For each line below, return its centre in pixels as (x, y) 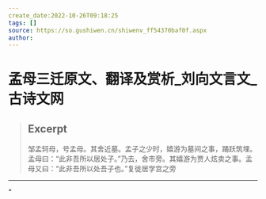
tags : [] (23, 23)
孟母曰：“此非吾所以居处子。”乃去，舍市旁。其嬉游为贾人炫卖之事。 (137, 159)
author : (21, 38)
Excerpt (47, 129)
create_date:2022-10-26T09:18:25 (63, 15)
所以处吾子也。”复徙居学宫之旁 (127, 169)
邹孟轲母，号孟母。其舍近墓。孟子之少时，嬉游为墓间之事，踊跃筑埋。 (142, 149)
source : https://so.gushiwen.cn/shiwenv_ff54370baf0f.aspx (108, 30)
